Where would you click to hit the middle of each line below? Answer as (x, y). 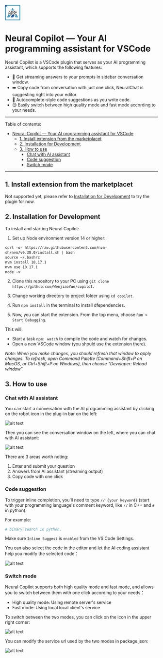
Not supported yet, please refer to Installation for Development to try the (77, 196)
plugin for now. (20, 201)
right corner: (17, 622)
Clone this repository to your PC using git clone (60, 281)
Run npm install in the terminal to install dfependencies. (68, 305)
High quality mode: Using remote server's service (62, 602)
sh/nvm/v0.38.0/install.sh (32, 252)
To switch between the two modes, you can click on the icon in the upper (78, 617)
